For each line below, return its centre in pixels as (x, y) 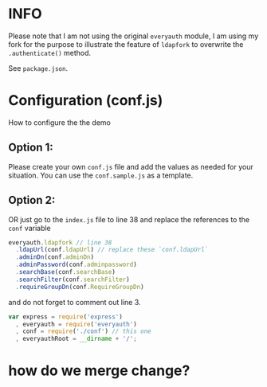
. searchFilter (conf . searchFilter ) (73, 279)
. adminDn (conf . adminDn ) (55, 257)
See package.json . (38, 68)
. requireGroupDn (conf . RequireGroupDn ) (80, 287)
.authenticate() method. (50, 53)
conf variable (30, 228)
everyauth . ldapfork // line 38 (60, 242)
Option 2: (32, 200)
